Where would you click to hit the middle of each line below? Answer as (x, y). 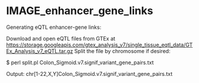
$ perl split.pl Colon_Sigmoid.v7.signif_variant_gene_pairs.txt (80, 62)
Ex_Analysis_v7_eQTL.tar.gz (40, 51)
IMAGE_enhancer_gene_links (80, 11)
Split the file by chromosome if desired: (122, 51)
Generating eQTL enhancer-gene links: (54, 27)
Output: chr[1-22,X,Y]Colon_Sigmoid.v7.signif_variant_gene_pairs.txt (89, 74)
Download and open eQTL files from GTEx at (61, 38)
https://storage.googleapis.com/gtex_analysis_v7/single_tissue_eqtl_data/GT (99, 45)
